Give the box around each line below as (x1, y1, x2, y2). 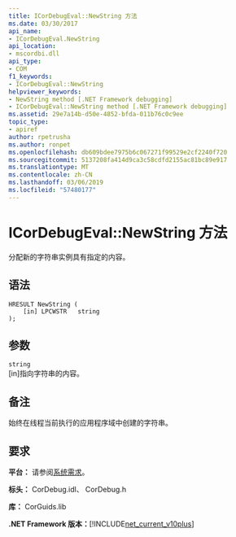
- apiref (8, 125, 38, 133)
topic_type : (8, 118, 49, 126)
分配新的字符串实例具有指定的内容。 (8, 251, 130, 261)
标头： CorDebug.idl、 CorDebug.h (8, 484, 127, 494)
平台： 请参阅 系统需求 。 (8, 467, 90, 477)
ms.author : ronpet (8, 140, 71, 149)
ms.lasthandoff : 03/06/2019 (8, 178, 104, 187)
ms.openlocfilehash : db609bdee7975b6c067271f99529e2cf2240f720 (8, 148, 228, 156)
